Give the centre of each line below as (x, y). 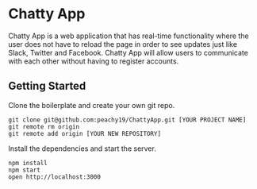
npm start (25, 170)
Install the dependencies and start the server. (82, 148)
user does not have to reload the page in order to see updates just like (123, 44)
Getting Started (47, 86)
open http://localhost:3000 (55, 177)
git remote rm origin (44, 127)
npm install (28, 163)
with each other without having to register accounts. (94, 61)
